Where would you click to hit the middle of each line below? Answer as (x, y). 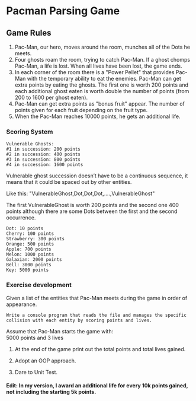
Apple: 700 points (29, 249)
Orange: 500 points (30, 244)
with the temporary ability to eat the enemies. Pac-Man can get (104, 79)
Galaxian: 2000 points (34, 260)
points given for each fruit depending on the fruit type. (81, 110)
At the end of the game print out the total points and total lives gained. (100, 349)
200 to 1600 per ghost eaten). (51, 97)
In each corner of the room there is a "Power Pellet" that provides (94, 72)
